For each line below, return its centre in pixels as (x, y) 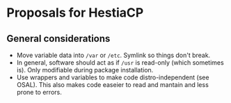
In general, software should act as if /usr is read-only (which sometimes (120, 63)
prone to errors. (39, 92)
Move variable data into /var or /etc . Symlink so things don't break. (113, 55)
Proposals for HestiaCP (75, 13)
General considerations (58, 39)
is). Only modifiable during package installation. (85, 70)
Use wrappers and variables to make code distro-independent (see (113, 77)
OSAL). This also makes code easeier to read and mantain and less (113, 85)
